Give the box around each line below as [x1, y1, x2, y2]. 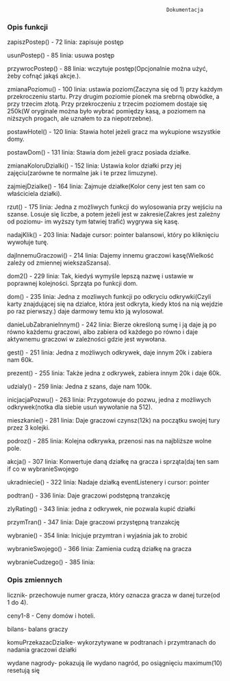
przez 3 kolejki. [7, 423, 50, 432]
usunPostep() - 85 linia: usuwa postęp [7, 52, 115, 60]
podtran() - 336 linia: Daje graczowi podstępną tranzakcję [7, 491, 170, 500]
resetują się [7, 666, 40, 674]
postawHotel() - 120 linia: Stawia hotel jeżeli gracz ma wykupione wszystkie [7, 128, 221, 136]
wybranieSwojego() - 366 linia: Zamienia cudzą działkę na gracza [7, 545, 192, 553]
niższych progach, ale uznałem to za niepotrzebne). [7, 114, 153, 123]
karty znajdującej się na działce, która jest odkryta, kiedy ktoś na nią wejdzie [7, 300, 223, 309]
